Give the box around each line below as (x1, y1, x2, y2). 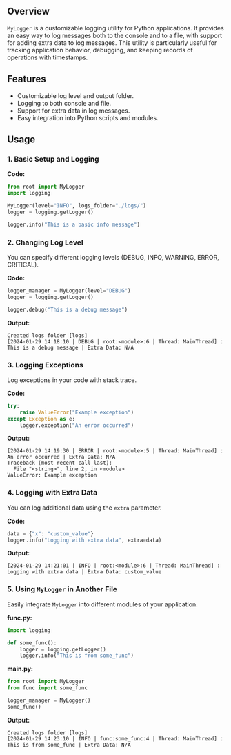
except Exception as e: (7, 415, 76, 422)
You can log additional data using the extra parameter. (7, 504, 162, 512)
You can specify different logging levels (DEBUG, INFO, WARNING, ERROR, (7, 253, 219, 261)
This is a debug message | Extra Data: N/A (7, 344, 134, 351)
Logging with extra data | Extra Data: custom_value (7, 568, 162, 575)
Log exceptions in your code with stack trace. (7, 376, 137, 384)
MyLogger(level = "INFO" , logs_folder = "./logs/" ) (7, 202, 147, 209)
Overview (7, 6, 50, 17)
